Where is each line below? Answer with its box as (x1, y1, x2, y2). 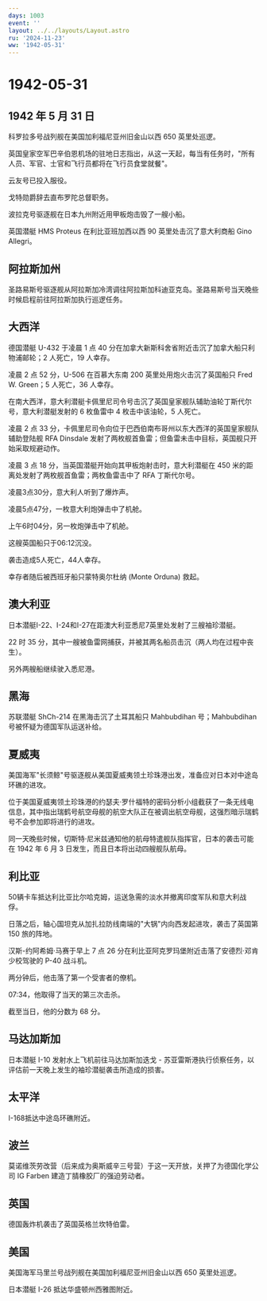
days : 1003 (8, 11, 44, 20)
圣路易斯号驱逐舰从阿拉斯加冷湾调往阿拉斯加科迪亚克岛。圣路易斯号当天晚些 (8, 284, 259, 294)
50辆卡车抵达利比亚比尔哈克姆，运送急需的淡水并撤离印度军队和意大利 (8, 892, 240, 901)
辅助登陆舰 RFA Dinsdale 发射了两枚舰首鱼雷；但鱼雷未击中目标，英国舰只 (8, 433, 250, 443)
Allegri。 (8, 237, 37, 246)
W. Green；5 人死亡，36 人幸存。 (8, 379, 118, 389)
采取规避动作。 (14, 443, 64, 453)
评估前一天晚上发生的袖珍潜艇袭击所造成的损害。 (8, 1064, 168, 1074)
